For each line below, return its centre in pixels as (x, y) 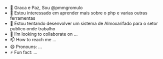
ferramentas (22, 18)
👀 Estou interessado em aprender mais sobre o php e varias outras (78, 13)
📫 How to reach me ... (33, 39)
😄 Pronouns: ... (26, 47)
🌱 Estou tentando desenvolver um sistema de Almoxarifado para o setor (84, 23)
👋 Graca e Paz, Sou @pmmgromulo (46, 8)
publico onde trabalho (33, 29)
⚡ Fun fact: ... (23, 52)
